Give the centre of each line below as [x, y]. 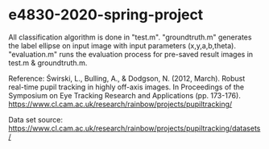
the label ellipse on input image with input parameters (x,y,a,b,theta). [122, 45]
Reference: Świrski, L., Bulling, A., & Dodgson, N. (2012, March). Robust [127, 78]
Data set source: [35, 119]
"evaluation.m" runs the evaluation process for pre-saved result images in [131, 54]
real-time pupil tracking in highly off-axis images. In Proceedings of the [126, 87]
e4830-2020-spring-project [106, 15]
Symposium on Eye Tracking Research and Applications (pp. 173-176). [125, 95]
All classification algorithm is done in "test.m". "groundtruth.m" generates [130, 37]
